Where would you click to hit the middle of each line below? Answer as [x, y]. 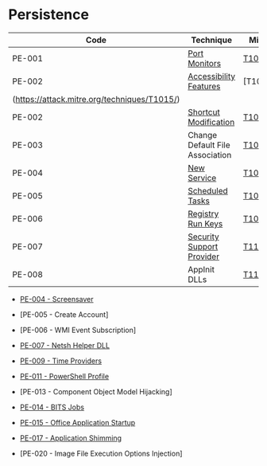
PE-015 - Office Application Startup [77, 422]
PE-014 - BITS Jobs [52, 407]
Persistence [49, 15]
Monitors [204, 63]
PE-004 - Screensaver [56, 299]
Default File [209, 145]
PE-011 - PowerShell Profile [64, 376]
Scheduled [208, 190]
